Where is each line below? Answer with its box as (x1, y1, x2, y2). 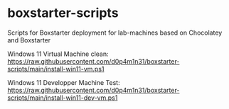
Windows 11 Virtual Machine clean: (7, 50, 109, 58)
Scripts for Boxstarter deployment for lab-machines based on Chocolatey (7, 28, 223, 37)
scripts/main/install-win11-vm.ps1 (7, 64, 105, 73)
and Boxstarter (7, 35, 51, 44)
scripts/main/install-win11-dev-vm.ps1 (7, 93, 118, 102)
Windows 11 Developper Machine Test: (7, 78, 120, 86)
